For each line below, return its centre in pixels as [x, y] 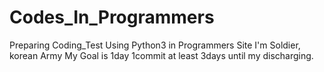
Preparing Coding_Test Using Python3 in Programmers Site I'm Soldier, [155, 45]
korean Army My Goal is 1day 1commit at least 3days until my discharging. [161, 55]
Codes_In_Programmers [112, 17]
